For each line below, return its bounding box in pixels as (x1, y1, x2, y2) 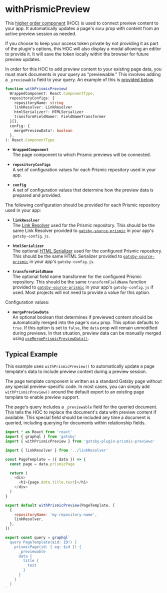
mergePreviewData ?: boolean (14, 128, 72, 133)
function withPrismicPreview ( (5, 86, 68, 91)
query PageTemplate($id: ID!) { (9, 539, 77, 544)
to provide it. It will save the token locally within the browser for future (5, 51, 149, 57)
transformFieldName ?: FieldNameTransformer (14, 114, 106, 119)
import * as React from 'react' (5, 429, 72, 434)
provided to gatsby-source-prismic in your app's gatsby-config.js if (12, 284, 153, 290)
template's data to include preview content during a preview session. (5, 368, 147, 374)
